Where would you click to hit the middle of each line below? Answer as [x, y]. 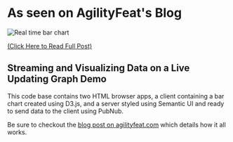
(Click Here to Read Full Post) [50, 46]
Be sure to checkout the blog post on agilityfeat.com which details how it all [116, 124]
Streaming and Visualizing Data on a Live [99, 68]
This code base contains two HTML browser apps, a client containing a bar [116, 96]
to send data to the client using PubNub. [66, 111]
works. [17, 132]
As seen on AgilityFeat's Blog [95, 13]
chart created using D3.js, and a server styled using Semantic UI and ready [116, 103]
